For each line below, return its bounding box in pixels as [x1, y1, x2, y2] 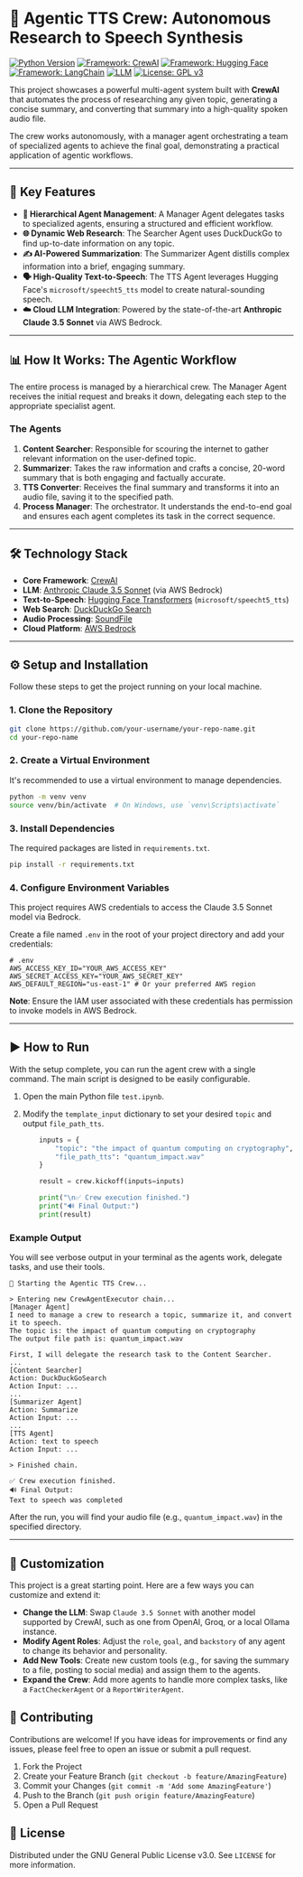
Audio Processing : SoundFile [22, 613, 133, 624]
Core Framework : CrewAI [22, 574, 118, 585]
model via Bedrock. [9, 911, 81, 922]
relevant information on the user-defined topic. [22, 453, 197, 463]
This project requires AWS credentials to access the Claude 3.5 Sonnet [9, 902, 273, 913]
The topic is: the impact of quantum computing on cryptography [9, 1327, 256, 1336]
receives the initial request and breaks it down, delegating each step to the [9, 390, 287, 401]
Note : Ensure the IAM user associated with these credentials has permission [9, 995, 293, 1006]
